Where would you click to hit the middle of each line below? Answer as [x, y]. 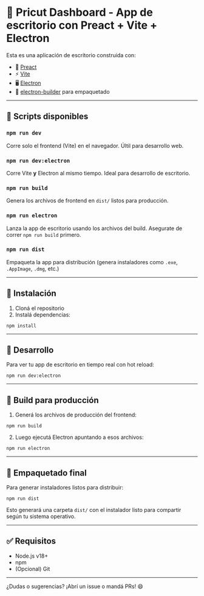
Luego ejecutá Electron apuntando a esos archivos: [79, 437]
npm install [21, 326]
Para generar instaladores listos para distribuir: [65, 488]
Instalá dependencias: [43, 314]
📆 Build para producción [53, 400]
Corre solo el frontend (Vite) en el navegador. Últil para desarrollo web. [95, 145]
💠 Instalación [31, 294]
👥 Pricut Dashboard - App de [80, 12]
